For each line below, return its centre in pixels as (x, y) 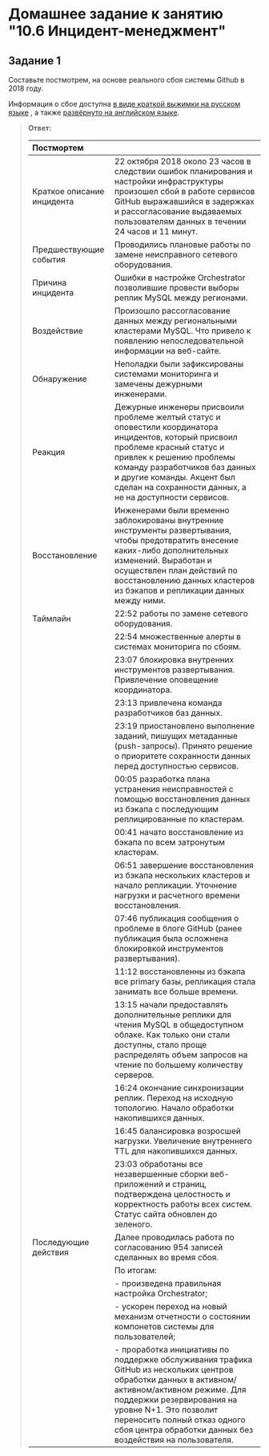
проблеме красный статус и (170, 447)
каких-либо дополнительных (172, 550)
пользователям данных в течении (181, 221)
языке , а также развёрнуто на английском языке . (94, 112)
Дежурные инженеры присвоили (179, 407)
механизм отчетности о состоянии (183, 1316)
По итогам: (136, 1270)
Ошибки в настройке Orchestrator (180, 278)
